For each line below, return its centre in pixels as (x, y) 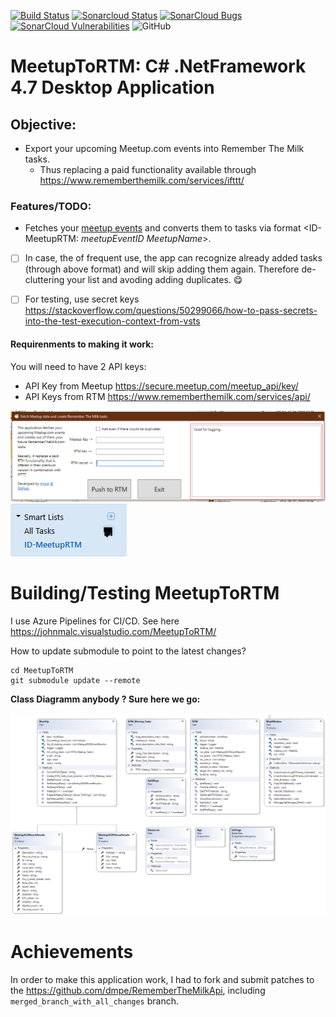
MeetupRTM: (51, 239)
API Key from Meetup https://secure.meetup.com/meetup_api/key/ (161, 386)
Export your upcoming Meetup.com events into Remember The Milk (164, 148)
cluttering (44, 280)
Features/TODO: (51, 206)
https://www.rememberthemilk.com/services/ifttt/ (142, 180)
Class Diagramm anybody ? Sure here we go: (105, 699)
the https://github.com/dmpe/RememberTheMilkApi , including (138, 991)
